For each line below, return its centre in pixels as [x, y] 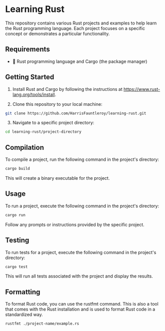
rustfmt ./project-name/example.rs [42, 324]
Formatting [23, 292]
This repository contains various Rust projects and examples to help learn [81, 23]
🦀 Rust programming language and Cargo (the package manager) [80, 61]
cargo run [15, 215]
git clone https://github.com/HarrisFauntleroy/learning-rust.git [76, 113]
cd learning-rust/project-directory [43, 132]
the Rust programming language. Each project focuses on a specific [75, 28]
